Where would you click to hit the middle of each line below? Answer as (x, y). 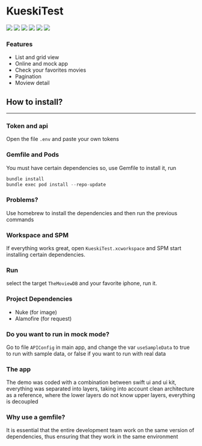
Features (20, 44)
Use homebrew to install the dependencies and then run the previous (92, 213)
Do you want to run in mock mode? (58, 334)
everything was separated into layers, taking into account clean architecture (100, 389)
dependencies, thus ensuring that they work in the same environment (92, 437)
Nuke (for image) (36, 312)
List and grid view (37, 57)
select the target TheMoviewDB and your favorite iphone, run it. (82, 283)
